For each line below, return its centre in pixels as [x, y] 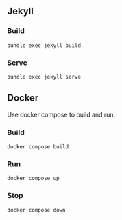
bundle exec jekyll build [44, 45]
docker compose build [38, 147]
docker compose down [37, 210]
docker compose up [33, 179]
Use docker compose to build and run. [61, 114]
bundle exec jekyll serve [44, 77]
